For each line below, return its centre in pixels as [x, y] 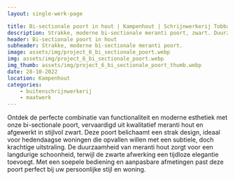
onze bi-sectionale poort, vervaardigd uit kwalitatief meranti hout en [105, 125]
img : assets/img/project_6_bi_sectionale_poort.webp [86, 59]
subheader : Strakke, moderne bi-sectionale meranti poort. [95, 46]
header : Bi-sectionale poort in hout [62, 39]
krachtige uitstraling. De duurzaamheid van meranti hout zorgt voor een [110, 147]
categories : [24, 84]
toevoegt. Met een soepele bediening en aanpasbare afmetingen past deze [115, 162]
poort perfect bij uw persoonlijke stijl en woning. [77, 170]
